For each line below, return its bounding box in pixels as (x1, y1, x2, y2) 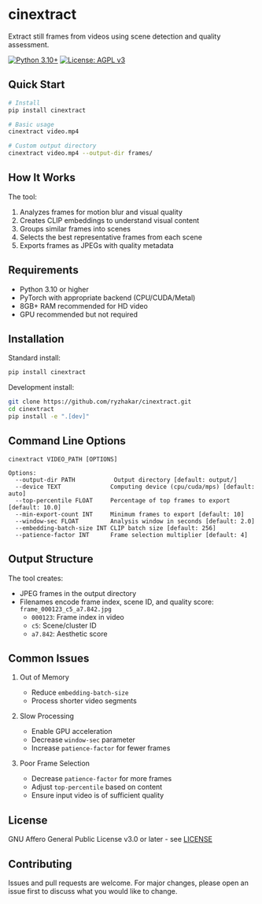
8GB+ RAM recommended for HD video (19, 301, 148, 310)
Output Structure (8, 553, 94, 566)
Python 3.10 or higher (19, 284, 89, 294)
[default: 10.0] (8, 503, 61, 511)
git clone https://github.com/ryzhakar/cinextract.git (8, 398, 192, 406)
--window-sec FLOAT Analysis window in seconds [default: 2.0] (15, 517, 256, 525)
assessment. (8, 39, 50, 49)
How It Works (8, 171, 76, 184)
